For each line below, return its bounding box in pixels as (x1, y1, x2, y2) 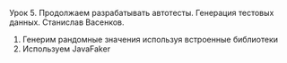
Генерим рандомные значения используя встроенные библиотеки (22, 35, 279, 44)
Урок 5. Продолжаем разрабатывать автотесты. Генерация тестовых (9, 8, 274, 18)
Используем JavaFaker (22, 43, 110, 54)
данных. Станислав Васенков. (9, 17, 125, 28)
